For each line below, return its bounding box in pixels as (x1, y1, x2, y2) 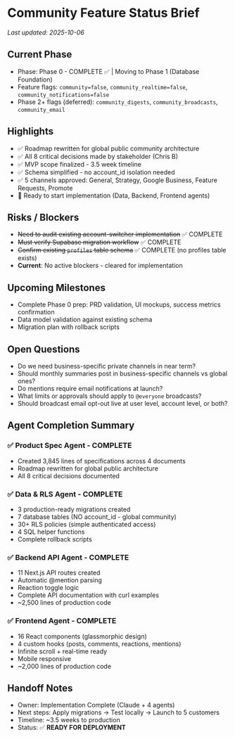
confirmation (17, 308, 55, 316)
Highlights (7, 125, 54, 138)
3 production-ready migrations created (17, 505, 131, 513)
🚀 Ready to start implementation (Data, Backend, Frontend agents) (17, 191, 210, 200)
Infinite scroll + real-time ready (17, 647, 108, 655)
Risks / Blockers (7, 211, 80, 223)
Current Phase (7, 49, 72, 60)
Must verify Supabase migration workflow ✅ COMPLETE (17, 238, 182, 247)
